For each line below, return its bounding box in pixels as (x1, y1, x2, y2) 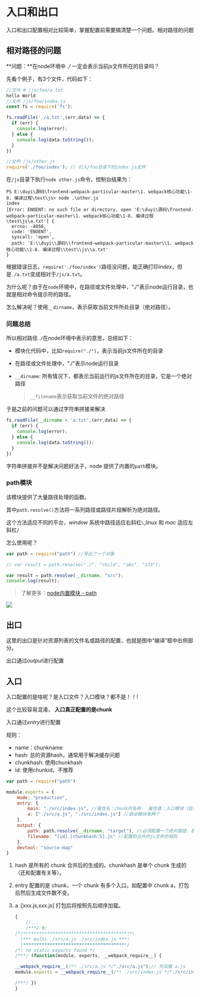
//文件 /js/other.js (6, 159, 55, 165)
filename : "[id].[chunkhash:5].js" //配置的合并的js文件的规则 (27, 833, 178, 839)
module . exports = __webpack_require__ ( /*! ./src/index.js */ (14, 969, 170, 975)
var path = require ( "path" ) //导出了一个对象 (6, 551, 115, 557)
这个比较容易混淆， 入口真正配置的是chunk (6, 705, 112, 713)
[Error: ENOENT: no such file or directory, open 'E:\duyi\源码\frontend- (6, 207, 194, 213)
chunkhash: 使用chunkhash (14, 759, 83, 766)
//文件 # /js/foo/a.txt (6, 87, 64, 93)
